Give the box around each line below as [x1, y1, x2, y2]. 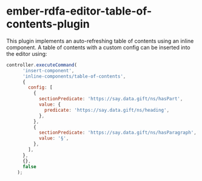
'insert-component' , [22, 67, 75, 73]
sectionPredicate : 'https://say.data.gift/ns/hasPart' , [38, 96, 183, 102]
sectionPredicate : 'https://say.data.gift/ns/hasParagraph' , [38, 129, 197, 136]
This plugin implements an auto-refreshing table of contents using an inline [6, 37, 194, 44]
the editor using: [6, 50, 47, 57]
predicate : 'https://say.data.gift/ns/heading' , [44, 107, 170, 113]
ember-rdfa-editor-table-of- [6, 4, 152, 18]
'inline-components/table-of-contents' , [22, 73, 126, 80]
